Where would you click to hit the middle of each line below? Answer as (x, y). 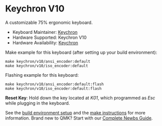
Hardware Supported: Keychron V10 (49, 37)
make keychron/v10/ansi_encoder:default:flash (54, 84)
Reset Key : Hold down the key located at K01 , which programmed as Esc (80, 98)
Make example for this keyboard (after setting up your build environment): (81, 52)
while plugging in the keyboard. (37, 103)
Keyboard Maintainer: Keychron (45, 32)
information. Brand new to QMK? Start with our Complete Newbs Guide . (79, 118)
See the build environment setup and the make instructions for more (75, 113)
